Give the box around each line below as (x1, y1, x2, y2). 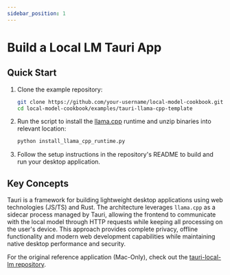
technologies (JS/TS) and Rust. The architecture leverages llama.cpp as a (7, 203, 216, 212)
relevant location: (16, 124, 67, 133)
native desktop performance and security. (7, 240, 126, 248)
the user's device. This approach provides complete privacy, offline (7, 225, 198, 234)
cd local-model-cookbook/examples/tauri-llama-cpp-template (16, 104, 193, 112)
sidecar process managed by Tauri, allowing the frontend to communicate (7, 210, 216, 219)
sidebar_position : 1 (7, 10, 67, 17)
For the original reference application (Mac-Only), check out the (7, 253, 188, 261)
